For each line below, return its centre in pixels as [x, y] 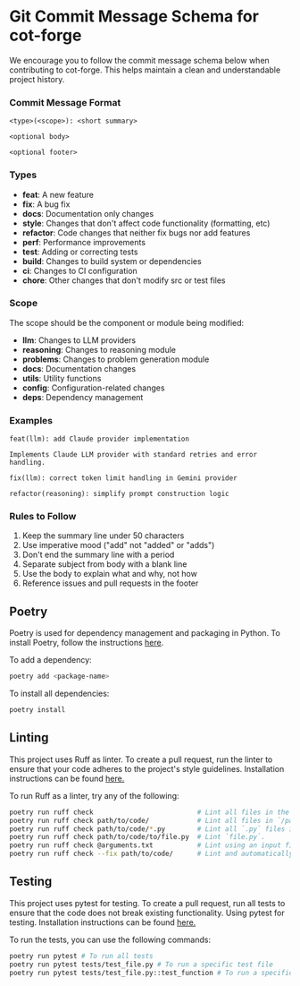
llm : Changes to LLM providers [79, 340]
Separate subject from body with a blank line [104, 564]
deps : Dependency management [83, 397]
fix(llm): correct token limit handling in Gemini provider [124, 478]
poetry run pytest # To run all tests [81, 956]
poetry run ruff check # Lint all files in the [150, 812]
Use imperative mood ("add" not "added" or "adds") [118, 545]
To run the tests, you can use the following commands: [110, 939]
